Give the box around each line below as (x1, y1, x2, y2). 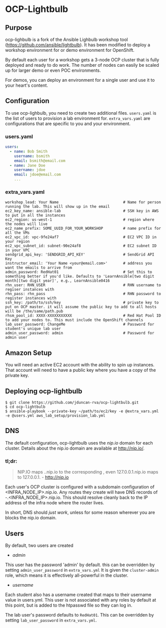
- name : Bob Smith (9, 149, 48, 154)
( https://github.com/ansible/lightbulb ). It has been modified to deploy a (5, 42, 151, 48)
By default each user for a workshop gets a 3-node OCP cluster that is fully (5, 57, 160, 63)
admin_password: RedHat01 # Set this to (5, 270, 153, 275)
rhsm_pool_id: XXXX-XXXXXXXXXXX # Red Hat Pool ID (5, 313, 162, 318)
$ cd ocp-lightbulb (5, 405, 46, 410)
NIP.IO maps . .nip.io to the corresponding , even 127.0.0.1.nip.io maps (17, 469, 159, 475)
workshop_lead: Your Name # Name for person (5, 200, 162, 205)
